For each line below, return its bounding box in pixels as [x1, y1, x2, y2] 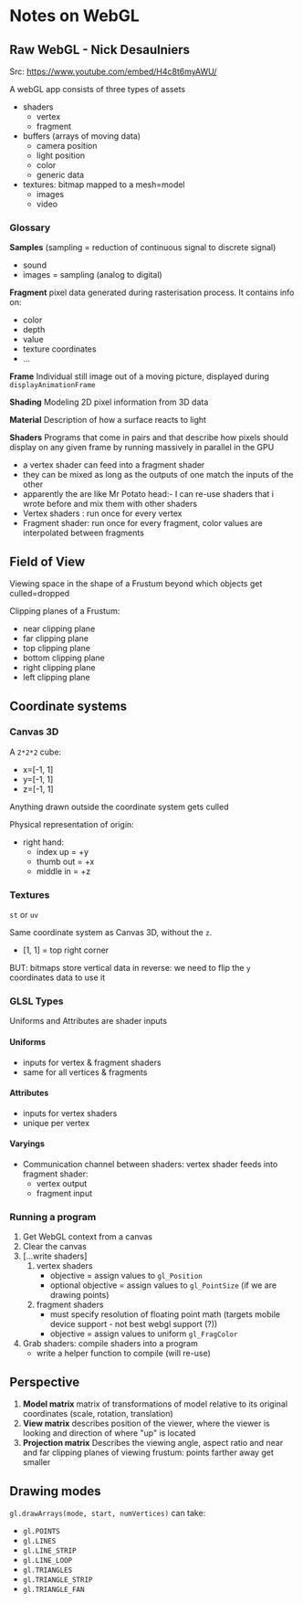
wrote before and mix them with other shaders [22, 499, 198, 510]
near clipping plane [22, 623, 96, 635]
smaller [22, 1457, 51, 1468]
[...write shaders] [22, 1250, 88, 1261]
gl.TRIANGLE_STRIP [22, 1575, 93, 1585]
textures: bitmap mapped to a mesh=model [22, 179, 185, 190]
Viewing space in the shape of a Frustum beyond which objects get [9, 578, 263, 589]
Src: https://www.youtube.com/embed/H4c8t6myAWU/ [9, 66, 217, 77]
